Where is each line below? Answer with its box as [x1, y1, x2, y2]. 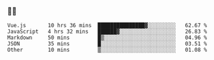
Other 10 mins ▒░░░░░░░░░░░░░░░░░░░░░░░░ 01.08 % [7, 47, 208, 54]
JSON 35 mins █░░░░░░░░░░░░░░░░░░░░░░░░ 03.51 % [7, 40, 208, 47]
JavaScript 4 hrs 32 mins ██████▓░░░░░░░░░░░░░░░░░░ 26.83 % [7, 28, 208, 36]
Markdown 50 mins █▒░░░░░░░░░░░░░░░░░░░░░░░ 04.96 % [7, 34, 208, 41]
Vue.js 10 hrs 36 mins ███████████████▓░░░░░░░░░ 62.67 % [7, 22, 208, 29]
